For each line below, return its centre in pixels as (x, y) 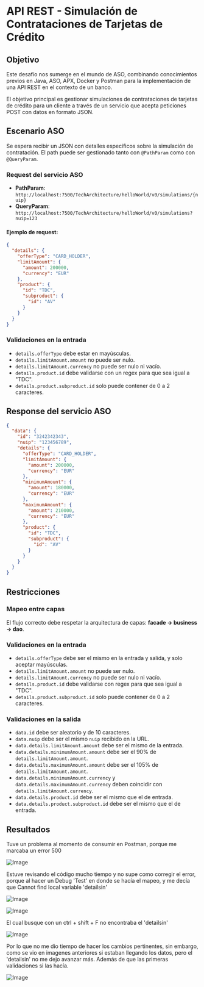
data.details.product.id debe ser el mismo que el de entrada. (94, 797)
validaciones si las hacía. (37, 966)
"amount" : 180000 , (51, 488)
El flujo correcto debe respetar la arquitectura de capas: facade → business (102, 622)
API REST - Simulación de (72, 11)
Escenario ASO (36, 131)
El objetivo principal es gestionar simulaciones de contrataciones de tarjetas (102, 99)
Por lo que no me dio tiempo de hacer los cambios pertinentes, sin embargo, (102, 946)
